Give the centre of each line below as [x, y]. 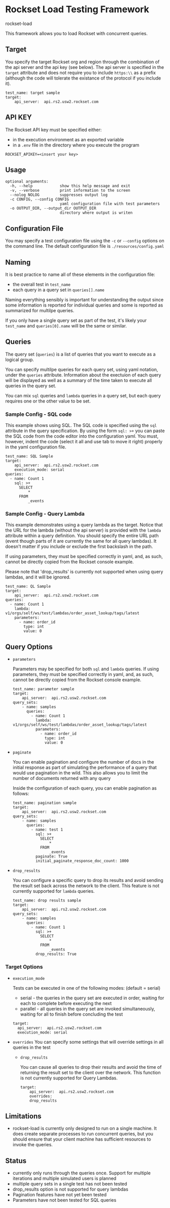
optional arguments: [27, 182]
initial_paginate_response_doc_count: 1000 [82, 861]
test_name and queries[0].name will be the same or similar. [66, 326]
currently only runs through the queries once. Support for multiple [81, 1173]
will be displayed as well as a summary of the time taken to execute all [79, 380]
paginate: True [51, 857]
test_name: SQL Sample [29, 457]
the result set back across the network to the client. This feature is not [86, 886]
